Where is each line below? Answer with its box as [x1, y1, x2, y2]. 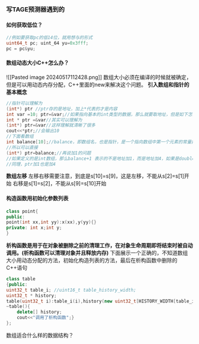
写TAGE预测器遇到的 [6, 5, 65, 13]
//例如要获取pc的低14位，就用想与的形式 [6, 34, 93, 41]
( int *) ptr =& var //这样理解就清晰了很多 [6, 122, 96, 128]
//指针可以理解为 [6, 100, 43, 106]
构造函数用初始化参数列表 [6, 195, 69, 202]
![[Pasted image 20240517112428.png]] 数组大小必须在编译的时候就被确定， [6, 73, 192, 81]
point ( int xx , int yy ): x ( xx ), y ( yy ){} [6, 219, 97, 225]
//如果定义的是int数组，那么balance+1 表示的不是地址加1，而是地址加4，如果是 [6, 156, 179, 162]
